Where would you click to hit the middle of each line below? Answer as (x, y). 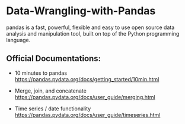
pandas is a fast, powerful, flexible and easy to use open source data (90, 27)
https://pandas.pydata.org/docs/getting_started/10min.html (87, 79)
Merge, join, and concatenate (51, 91)
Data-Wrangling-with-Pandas (81, 11)
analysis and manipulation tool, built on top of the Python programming (93, 33)
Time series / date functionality (53, 109)
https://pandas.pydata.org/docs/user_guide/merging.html (85, 97)
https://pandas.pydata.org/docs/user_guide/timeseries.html (87, 115)
